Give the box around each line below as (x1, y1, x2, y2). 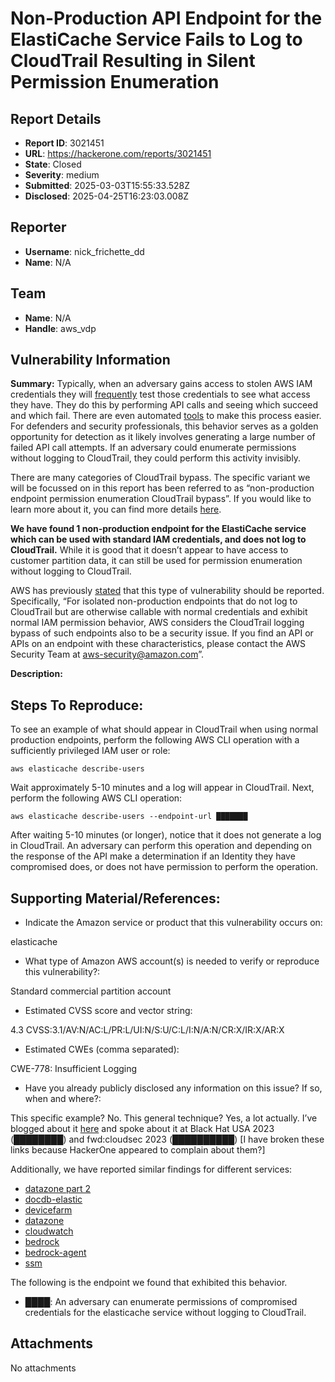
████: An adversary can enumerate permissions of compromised (24, 1296, 298, 1308)
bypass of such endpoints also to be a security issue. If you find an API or (10, 627, 314, 639)
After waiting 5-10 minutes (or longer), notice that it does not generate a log (10, 829, 322, 841)
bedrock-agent (24, 1247, 87, 1259)
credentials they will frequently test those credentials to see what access (10, 388, 311, 401)
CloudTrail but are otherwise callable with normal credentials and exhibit (10, 606, 308, 618)
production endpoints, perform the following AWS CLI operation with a (10, 734, 300, 746)
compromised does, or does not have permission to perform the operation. (10, 861, 319, 873)
